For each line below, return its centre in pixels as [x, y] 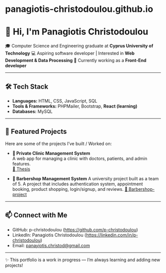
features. [21, 164]
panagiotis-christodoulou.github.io [79, 9]
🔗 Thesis [21, 169]
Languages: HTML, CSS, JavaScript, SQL [55, 101]
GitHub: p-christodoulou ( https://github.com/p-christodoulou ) [75, 229]
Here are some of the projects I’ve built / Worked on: [59, 143]
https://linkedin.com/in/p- [112, 235]
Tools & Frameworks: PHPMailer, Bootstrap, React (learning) [75, 106]
